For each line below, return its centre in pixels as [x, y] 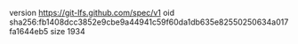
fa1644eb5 [29, 31]
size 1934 [68, 31]
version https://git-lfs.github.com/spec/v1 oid [92, 13]
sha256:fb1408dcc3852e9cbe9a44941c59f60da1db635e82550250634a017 [149, 22]
